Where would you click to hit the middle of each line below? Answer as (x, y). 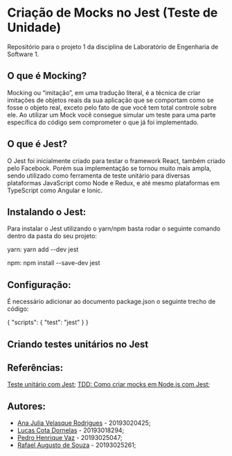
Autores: (27, 406)
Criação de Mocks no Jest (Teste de (113, 13)
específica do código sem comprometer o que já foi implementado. (103, 122)
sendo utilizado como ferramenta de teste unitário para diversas (99, 176)
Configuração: (39, 285)
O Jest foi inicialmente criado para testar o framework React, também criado (116, 160)
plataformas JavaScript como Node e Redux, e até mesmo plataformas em (114, 183)
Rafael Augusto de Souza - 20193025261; (77, 445)
